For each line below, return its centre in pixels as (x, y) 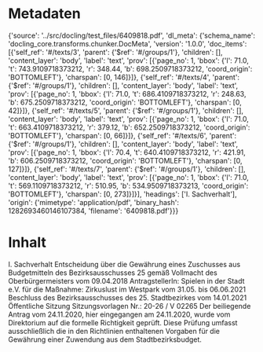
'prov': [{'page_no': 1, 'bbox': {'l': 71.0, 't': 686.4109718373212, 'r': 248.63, (127, 93)
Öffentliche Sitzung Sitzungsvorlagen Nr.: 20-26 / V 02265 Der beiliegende (130, 306)
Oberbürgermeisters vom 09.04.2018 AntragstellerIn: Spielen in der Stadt (126, 280)
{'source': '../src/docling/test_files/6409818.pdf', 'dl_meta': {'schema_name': (131, 35)
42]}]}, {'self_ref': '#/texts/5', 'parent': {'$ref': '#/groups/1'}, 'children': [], (126, 110)
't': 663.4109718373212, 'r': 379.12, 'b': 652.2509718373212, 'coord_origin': (129, 127)
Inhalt (27, 242)
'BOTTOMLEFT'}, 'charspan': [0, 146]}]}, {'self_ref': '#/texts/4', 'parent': (124, 77)
